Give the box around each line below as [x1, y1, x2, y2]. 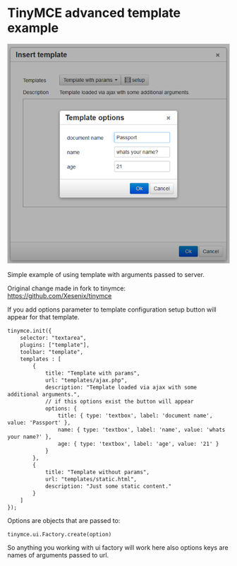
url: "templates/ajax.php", [44, 377, 128, 384]
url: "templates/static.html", [44, 476, 138, 483]
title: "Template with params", [44, 370, 140, 377]
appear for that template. [7, 313, 80, 322]
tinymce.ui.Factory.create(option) [7, 531, 112, 538]
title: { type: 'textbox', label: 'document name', [57, 412, 213, 420]
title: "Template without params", [44, 468, 150, 476]
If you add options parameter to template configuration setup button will [7, 305, 217, 314]
